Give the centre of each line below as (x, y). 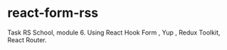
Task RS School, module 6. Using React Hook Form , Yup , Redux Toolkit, (114, 32)
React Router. (27, 39)
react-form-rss (53, 13)
